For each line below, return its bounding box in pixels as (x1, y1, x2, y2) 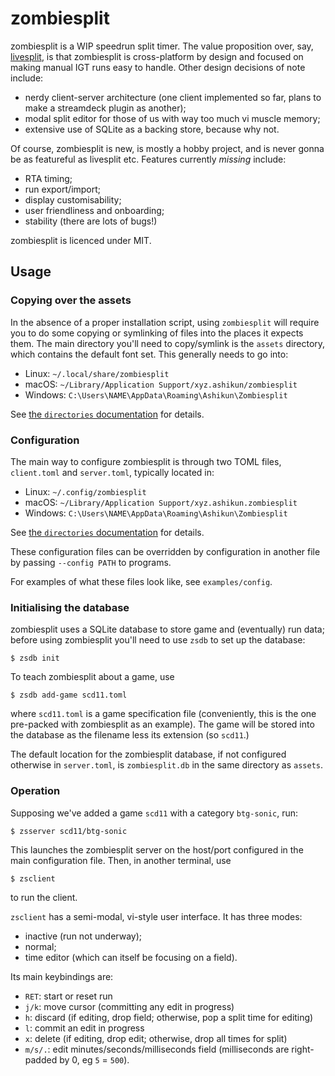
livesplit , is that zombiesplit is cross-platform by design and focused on (10, 50, 304, 62)
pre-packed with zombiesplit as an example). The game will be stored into (10, 718, 315, 731)
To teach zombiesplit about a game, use (10, 671, 175, 683)
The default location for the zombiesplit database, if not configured (10, 748, 287, 761)
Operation (10, 784, 61, 798)
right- (291, 1043, 315, 1055)
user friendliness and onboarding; (24, 204, 165, 216)
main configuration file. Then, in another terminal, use (10, 854, 232, 866)
